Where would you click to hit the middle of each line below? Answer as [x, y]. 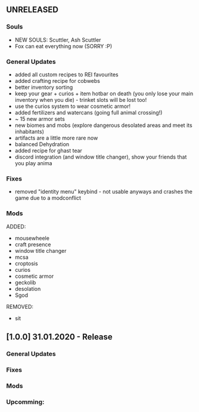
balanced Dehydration [42, 144]
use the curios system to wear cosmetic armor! [73, 106]
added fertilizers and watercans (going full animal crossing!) [88, 112]
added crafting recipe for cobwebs [57, 80]
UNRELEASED [32, 10]
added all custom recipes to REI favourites [66, 75]
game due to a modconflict [48, 198]
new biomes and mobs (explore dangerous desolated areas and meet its [103, 125]
